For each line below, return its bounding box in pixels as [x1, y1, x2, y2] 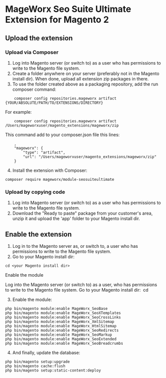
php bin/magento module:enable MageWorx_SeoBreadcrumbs [5, 341, 123, 346]
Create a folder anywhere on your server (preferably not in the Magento [12, 71, 160, 76]
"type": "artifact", [23, 150, 66, 155]
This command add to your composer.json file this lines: [5, 132, 120, 138]
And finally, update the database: [12, 349, 81, 356]
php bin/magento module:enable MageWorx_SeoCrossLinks [5, 314, 121, 320]
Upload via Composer [5, 49, 59, 56]
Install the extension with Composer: [12, 167, 87, 173]
